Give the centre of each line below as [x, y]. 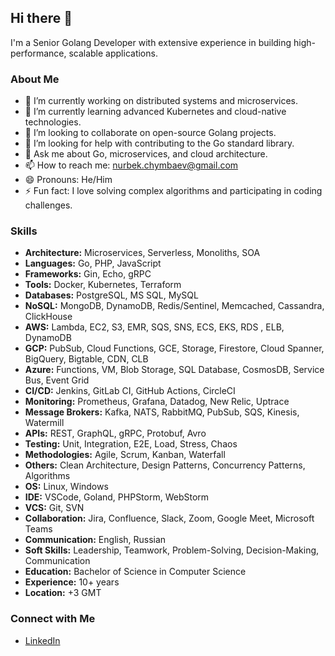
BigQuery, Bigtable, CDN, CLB [86, 359]
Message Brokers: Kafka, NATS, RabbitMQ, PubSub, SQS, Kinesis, [162, 412]
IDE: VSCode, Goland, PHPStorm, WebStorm [117, 497]
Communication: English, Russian [95, 540]
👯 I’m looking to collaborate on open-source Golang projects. [150, 133]
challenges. [48, 205]
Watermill [44, 423]
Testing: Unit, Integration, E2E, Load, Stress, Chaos [131, 444]
